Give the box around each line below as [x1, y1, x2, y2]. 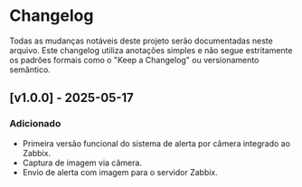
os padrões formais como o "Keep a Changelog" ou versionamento [9, 54, 260, 65]
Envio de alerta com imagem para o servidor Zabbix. [22, 166, 219, 177]
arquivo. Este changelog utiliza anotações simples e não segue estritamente [9, 44, 293, 55]
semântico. [9, 64, 52, 75]
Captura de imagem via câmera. [22, 157, 143, 168]
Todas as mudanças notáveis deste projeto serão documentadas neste [9, 35, 273, 46]
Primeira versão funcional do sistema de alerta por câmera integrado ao [22, 137, 291, 149]
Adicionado [9, 117, 61, 130]
